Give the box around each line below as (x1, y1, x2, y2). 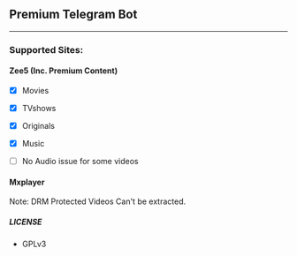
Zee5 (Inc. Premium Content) (9, 65, 118, 76)
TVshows (21, 103, 57, 113)
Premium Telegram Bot (9, 7, 138, 22)
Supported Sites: (9, 43, 84, 56)
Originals (21, 121, 56, 132)
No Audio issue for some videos (21, 156, 139, 167)
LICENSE (9, 216, 42, 228)
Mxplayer (9, 177, 45, 187)
